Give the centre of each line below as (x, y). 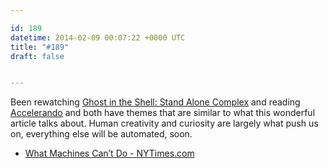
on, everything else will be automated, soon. (101, 134)
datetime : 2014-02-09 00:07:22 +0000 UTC (98, 37)
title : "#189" (40, 47)
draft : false (37, 56)
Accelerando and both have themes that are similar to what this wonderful (163, 113)
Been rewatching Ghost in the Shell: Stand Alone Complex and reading (155, 102)
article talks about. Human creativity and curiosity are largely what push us (164, 123)
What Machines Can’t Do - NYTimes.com (109, 153)
